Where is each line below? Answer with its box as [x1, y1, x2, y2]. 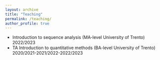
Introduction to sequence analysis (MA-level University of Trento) [12, 34, 145, 40]
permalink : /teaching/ [5, 16, 52, 21]
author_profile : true [5, 21, 50, 26]
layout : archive [5, 7, 38, 12]
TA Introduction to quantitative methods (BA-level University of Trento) [12, 45, 156, 51]
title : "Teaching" [5, 12, 43, 17]
